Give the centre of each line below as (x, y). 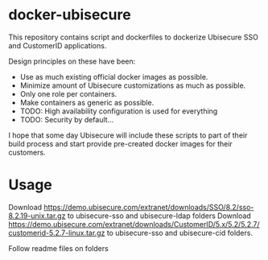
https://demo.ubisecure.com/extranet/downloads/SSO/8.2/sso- (149, 207)
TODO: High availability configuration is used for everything (119, 111)
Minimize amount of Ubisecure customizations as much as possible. (133, 85)
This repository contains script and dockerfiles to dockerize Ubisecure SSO (134, 37)
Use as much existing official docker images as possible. (114, 76)
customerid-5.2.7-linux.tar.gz (57, 233)
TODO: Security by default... (67, 119)
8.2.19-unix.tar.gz (37, 216)
